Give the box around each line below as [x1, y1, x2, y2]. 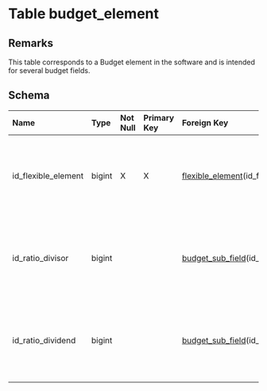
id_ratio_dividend [12, 335, 76, 346]
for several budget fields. [8, 66, 91, 75]
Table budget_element [8, 5, 159, 23]
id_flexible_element [12, 170, 84, 181]
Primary [143, 112, 175, 123]
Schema [8, 89, 50, 102]
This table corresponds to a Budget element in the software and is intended [8, 57, 256, 67]
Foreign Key [181, 117, 229, 128]
